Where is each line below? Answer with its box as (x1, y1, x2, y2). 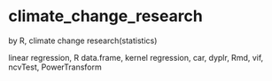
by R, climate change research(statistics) (8, 35, 158, 46)
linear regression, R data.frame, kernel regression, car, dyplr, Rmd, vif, (8, 52, 264, 63)
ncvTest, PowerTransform (8, 62, 103, 72)
